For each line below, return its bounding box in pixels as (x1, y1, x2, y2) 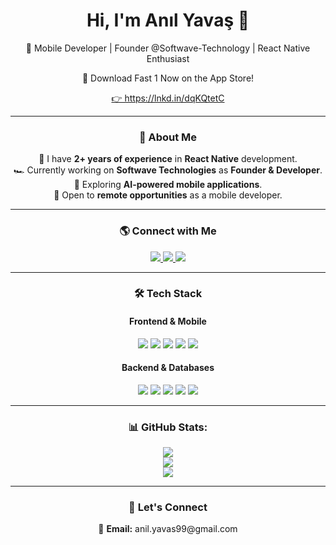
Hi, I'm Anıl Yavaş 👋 (86, 9, 250, 32)
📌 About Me (138, 130, 198, 144)
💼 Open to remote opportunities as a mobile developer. (53, 189, 283, 201)
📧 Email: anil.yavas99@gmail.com (98, 523, 238, 535)
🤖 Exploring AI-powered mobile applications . (73, 179, 263, 191)
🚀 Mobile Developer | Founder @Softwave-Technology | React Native (25, 42, 311, 54)
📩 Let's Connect (128, 500, 208, 514)
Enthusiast (146, 52, 190, 64)
